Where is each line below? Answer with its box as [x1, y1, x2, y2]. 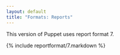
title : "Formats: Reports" [6, 14, 73, 20]
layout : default [6, 8, 46, 15]
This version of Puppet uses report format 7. [6, 30, 114, 37]
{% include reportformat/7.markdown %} [6, 42, 106, 49]
